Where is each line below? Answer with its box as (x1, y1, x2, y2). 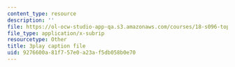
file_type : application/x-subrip (7, 29, 105, 37)
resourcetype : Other (7, 36, 68, 43)
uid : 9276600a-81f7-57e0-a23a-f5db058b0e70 (7, 50, 136, 57)
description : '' (7, 17, 55, 24)
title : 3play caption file (7, 43, 86, 50)
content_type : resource (7, 10, 77, 17)
